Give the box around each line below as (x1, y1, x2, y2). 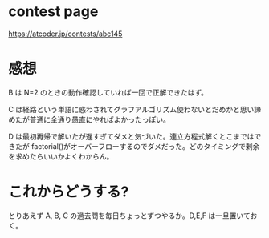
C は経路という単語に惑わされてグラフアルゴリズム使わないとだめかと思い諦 (8, 104, 262, 114)
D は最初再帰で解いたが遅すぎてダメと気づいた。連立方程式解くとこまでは (8, 131, 255, 141)
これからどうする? (8, 183, 129, 201)
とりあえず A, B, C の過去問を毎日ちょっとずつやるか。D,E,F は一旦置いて (8, 211, 251, 220)
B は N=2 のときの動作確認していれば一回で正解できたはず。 (8, 87, 209, 97)
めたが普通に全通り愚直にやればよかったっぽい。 (8, 115, 170, 124)
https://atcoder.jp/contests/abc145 (8, 29, 123, 38)
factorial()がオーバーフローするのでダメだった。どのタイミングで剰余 (31, 141, 260, 151)
